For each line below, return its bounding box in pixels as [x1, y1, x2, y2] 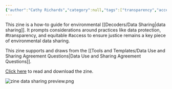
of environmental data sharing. [5, 38, 70, 44]
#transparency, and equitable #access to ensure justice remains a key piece [5, 32, 166, 38]
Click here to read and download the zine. [5, 68, 94, 74]
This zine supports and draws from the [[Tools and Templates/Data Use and [5, 47, 165, 53]
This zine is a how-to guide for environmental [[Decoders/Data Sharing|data [5, 21, 166, 27]
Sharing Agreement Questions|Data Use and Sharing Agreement [5, 53, 141, 59]
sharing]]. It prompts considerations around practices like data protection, [5, 26, 161, 33]
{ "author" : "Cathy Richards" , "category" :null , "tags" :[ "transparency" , [5, 7, 157, 13]
